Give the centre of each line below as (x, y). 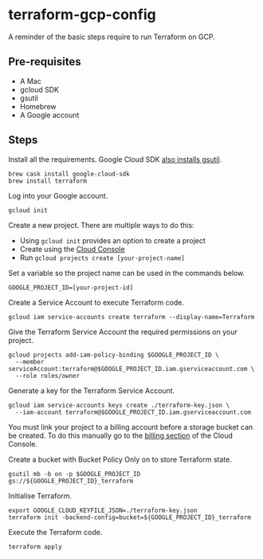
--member (30, 362)
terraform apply (35, 547)
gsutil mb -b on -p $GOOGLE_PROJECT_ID (75, 474)
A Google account (49, 115)
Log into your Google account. (58, 195)
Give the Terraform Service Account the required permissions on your (123, 332)
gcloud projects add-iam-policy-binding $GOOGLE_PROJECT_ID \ (114, 355)
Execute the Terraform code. (55, 532)
